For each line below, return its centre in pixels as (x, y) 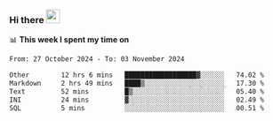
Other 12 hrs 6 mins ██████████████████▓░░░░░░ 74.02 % (137, 75)
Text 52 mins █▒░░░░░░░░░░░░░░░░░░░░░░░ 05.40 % (137, 91)
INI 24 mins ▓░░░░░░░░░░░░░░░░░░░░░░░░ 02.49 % (137, 100)
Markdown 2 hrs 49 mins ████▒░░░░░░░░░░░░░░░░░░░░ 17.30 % (137, 84)
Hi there (27, 19)
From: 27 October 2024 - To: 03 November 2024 (97, 59)
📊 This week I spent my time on (69, 40)
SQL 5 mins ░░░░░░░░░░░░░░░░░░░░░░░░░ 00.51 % (137, 108)
